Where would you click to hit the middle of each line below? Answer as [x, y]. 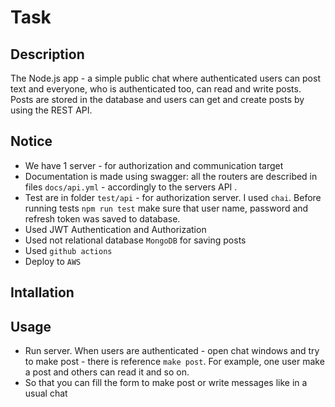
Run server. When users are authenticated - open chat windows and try [172, 351]
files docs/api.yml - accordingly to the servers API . [131, 187]
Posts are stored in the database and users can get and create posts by [157, 99]
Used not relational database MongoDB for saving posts [135, 240]
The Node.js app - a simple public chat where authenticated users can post [165, 78]
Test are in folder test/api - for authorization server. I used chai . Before [173, 197]
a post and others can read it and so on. [107, 372]
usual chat [46, 393]
